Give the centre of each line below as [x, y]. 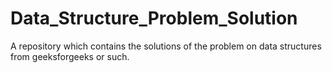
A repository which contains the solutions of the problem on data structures [166, 46]
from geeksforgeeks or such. [70, 56]
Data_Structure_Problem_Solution [154, 18]
